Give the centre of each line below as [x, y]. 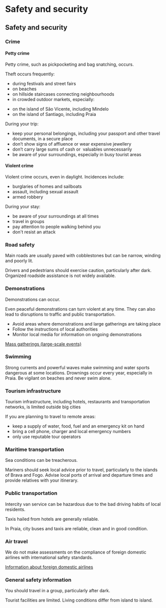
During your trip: [22, 124]
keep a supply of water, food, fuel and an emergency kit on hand [78, 426]
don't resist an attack [34, 232]
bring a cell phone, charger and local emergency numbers [72, 432]
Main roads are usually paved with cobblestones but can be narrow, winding [83, 256]
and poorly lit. [19, 261]
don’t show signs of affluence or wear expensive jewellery [72, 144]
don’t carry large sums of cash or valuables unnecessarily [72, 149]
